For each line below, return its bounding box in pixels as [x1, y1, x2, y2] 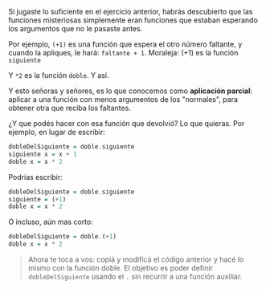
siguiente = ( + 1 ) [8, 195, 67, 203]
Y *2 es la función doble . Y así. [8, 71, 110, 79]
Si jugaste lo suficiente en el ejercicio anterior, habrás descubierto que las [8, 7, 253, 16]
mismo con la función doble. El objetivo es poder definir [27, 263, 213, 272]
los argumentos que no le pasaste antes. [8, 24, 143, 33]
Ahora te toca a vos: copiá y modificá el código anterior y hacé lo [27, 254, 244, 264]
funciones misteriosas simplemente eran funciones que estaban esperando [8, 15, 259, 25]
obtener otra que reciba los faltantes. [8, 104, 131, 112]
